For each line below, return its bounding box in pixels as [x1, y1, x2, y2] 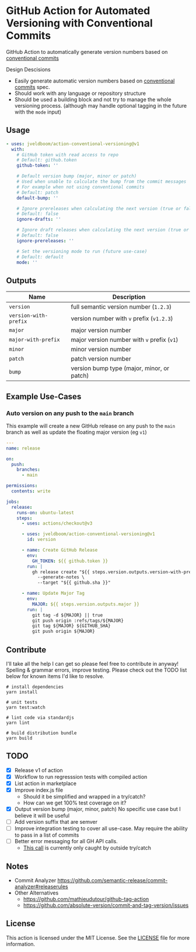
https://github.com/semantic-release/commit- [57, 877, 168, 884]
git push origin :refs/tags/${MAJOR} [32, 618, 124, 624]
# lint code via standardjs [6, 714, 75, 721]
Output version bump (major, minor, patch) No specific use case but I [14, 806, 181, 812]
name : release [6, 445, 41, 451]
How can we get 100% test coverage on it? [23, 799, 127, 806]
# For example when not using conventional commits [16, 184, 145, 190]
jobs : [6, 499, 19, 505]
